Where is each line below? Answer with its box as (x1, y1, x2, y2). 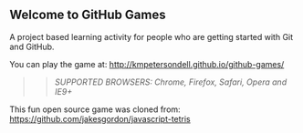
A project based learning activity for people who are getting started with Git (9, 31, 294, 42)
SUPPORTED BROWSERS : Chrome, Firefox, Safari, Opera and (54, 77, 287, 87)
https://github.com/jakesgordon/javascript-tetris (9, 113, 192, 124)
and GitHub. (9, 41, 55, 52)
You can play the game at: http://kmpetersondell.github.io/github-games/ (9, 58, 285, 69)
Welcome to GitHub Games (9, 7, 166, 23)
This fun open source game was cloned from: (9, 104, 181, 115)
